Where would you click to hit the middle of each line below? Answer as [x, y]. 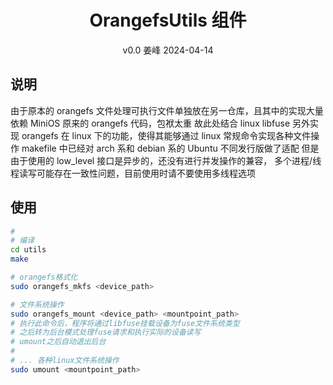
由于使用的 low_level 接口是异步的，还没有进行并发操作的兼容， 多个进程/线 [166, 160]
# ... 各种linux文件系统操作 [65, 361]
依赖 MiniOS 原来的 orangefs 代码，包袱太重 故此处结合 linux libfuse [150, 123]
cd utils [28, 250]
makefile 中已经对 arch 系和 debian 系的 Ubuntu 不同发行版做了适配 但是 [170, 148]
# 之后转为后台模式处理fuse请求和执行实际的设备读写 [106, 332]
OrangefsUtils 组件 [168, 20]
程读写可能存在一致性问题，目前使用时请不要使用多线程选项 [133, 173]
